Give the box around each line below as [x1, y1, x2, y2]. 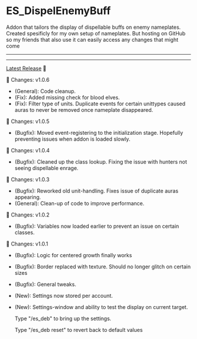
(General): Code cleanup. [14, 87, 76, 95]
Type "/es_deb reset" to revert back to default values [14, 326, 143, 333]
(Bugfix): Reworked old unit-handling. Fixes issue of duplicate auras [14, 187, 179, 194]
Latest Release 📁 [6, 65, 47, 72]
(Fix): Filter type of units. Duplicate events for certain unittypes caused [14, 100, 186, 107]
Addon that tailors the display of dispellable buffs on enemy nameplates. [6, 24, 181, 31]
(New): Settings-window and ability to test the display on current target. [14, 303, 188, 310]
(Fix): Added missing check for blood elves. [14, 94, 120, 101]
